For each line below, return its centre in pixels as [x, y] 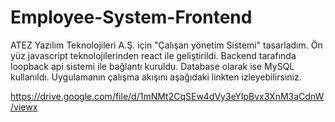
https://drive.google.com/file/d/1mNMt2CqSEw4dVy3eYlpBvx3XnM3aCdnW [167, 96]
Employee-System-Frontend [131, 17]
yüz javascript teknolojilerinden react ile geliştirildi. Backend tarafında [153, 55]
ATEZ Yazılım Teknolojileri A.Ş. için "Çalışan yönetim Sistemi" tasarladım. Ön [166, 45]
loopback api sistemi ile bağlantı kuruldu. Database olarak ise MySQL [152, 66]
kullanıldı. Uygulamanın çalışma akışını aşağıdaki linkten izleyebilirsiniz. [156, 77]
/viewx [24, 107]
